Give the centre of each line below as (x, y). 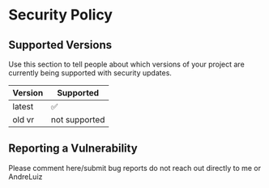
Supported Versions (60, 45)
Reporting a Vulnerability (73, 149)
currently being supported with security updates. (90, 73)
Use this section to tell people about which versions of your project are (126, 64)
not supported (78, 120)
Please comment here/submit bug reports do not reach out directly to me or (135, 168)
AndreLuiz (26, 177)
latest (23, 107)
